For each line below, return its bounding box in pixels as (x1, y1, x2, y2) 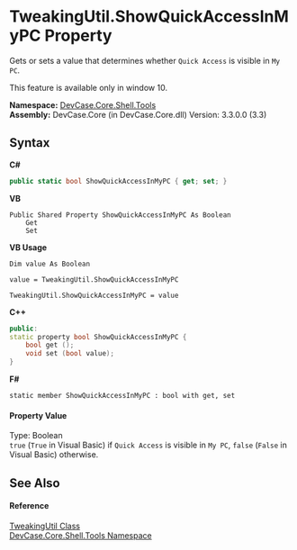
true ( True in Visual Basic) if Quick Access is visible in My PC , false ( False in (9, 439, 288, 451)
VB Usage (9, 241, 48, 253)
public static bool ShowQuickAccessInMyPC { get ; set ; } (9, 176, 228, 185)
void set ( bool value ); (25, 349, 115, 358)
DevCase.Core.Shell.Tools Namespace (9, 529, 152, 541)
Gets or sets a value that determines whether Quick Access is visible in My (9, 55, 281, 66)
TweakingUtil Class (9, 520, 81, 531)
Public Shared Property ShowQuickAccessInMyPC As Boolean (9, 210, 231, 220)
